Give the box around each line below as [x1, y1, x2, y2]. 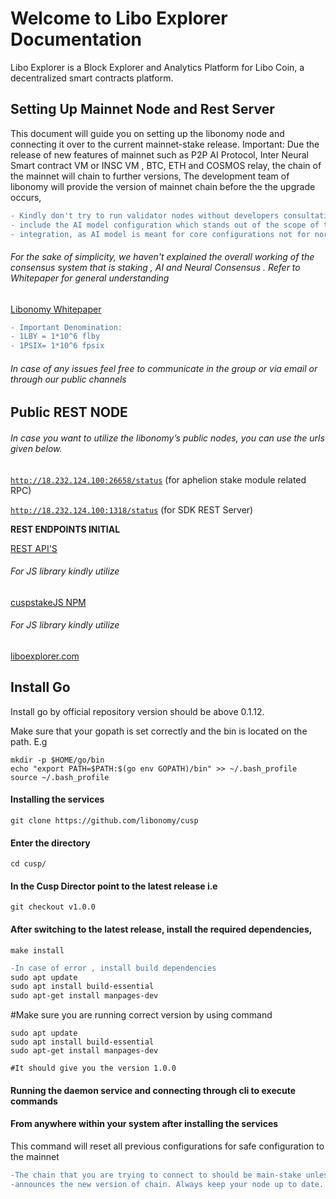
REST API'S [10, 542, 58, 554]
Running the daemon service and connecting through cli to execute [10, 1084, 296, 1096]
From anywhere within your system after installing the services [10, 1118, 279, 1130]
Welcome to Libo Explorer [10, 7, 228, 30]
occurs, [10, 191, 42, 203]
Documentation [10, 28, 143, 51]
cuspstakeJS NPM [10, 596, 87, 608]
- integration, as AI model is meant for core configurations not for [10, 229, 311, 239]
